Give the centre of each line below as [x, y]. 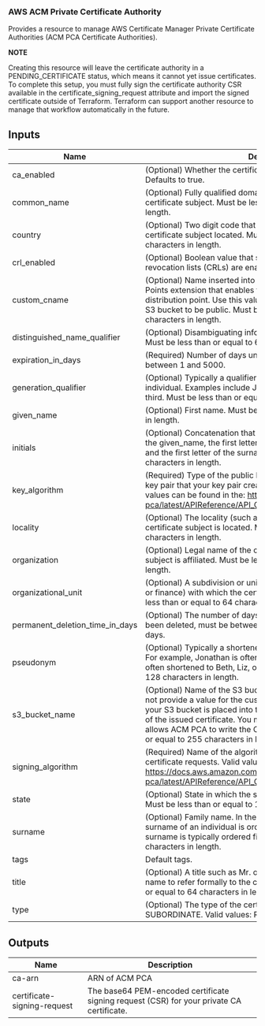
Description [170, 965]
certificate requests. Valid [192, 762]
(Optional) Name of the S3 [194, 690]
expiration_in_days [47, 360]
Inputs [24, 134]
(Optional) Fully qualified [190, 193]
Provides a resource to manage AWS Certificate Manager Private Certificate [131, 29]
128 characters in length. [192, 678]
